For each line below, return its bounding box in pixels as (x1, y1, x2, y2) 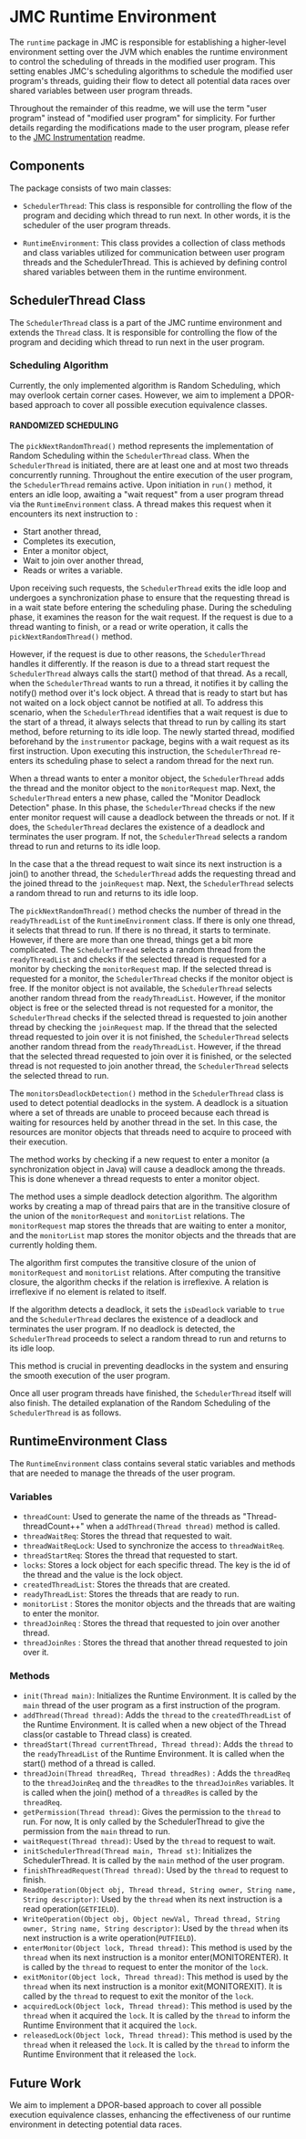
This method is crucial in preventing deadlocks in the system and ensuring (9, 1361, 289, 1372)
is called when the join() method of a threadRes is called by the (22, 1787, 258, 1799)
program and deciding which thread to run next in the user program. (9, 336, 266, 348)
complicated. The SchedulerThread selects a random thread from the (9, 944, 266, 955)
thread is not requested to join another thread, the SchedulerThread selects (9, 1060, 289, 1071)
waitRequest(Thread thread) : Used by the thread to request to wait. (22, 1836, 276, 1847)
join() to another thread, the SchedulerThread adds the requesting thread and (9, 869, 296, 880)
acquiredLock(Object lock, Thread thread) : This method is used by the (22, 2000, 293, 2011)
